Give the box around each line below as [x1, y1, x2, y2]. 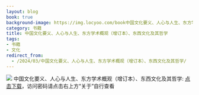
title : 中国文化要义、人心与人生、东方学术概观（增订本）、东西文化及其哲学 [6, 31, 168, 37]
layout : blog [6, 8, 38, 15]
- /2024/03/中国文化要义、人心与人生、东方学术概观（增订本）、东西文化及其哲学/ [11, 58, 187, 64]
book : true [6, 14, 33, 20]
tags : [6, 36, 20, 42]
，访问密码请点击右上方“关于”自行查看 [21, 82, 115, 89]
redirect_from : [6, 53, 44, 58]
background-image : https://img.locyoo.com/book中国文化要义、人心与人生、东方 [6, 19, 192, 25]
